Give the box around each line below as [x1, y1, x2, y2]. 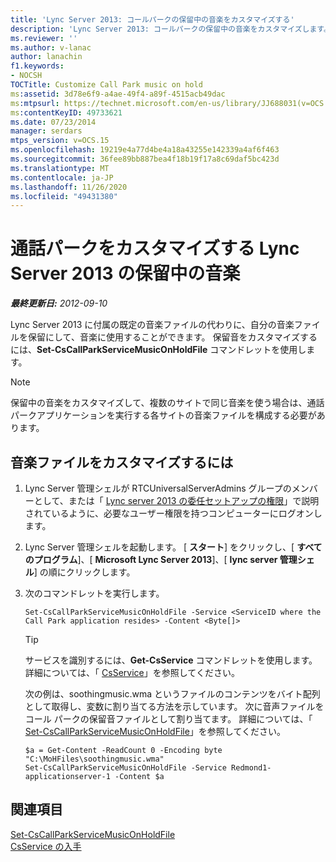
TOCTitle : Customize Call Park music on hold [10, 80, 203, 90]
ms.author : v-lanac [10, 42, 92, 53]
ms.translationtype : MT [10, 163, 110, 173]
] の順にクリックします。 [33, 566, 136, 578]
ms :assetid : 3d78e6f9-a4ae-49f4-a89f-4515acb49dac [10, 89, 226, 99]
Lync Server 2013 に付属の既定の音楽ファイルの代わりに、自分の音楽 [10, 319, 295, 331]
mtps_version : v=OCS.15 [10, 136, 110, 146]
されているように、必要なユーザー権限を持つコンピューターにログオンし [24, 507, 323, 519]
